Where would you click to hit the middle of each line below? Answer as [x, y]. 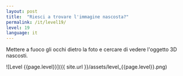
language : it [22, 33]
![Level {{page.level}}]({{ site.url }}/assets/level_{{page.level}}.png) [87, 67]
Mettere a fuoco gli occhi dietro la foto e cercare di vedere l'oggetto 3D [91, 49]
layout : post [22, 11]
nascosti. [17, 56]
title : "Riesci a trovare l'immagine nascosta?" [68, 17]
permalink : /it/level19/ [36, 22]
